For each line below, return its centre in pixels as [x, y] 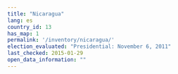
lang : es [20, 20]
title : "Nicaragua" [36, 14]
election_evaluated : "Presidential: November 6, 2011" [89, 47]
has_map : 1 [23, 33]
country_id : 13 [30, 27]
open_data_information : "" [47, 60]
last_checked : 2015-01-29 [45, 54]
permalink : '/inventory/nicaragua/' [61, 40]
